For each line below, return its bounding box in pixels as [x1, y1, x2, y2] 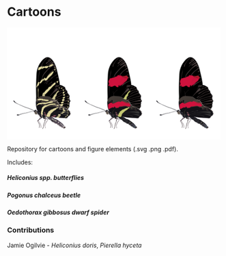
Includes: [7, 158, 33, 166]
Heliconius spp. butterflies [7, 174, 84, 182]
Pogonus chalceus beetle [7, 191, 81, 199]
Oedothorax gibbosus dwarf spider [7, 208, 109, 216]
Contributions [7, 225, 55, 235]
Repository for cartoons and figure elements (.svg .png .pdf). [7, 144, 179, 153]
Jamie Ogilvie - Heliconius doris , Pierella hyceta [7, 241, 142, 249]
